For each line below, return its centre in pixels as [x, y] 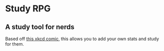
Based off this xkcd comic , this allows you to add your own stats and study [82, 39]
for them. [14, 44]
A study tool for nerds [40, 27]
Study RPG [28, 9]
